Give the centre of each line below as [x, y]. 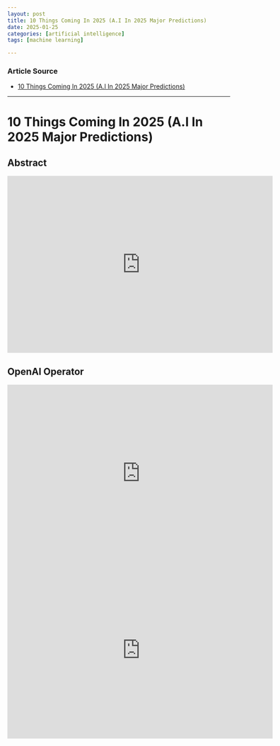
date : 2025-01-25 [33, 27]
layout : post [27, 14]
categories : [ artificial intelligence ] [66, 34]
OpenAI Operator [46, 371]
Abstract [27, 163]
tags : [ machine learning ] [45, 40]
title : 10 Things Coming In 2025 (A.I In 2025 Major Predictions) [107, 21]
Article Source [33, 71]
